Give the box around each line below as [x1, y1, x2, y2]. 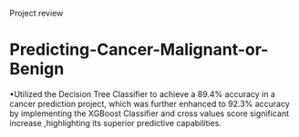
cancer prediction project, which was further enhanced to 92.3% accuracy [9, 98, 290, 109]
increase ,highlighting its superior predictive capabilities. [9, 117, 222, 128]
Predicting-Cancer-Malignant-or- [9, 40, 269, 60]
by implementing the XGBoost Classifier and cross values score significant [9, 108, 290, 119]
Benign [9, 59, 65, 80]
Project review [9, 8, 64, 18]
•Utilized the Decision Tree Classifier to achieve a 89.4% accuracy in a [9, 88, 276, 99]
